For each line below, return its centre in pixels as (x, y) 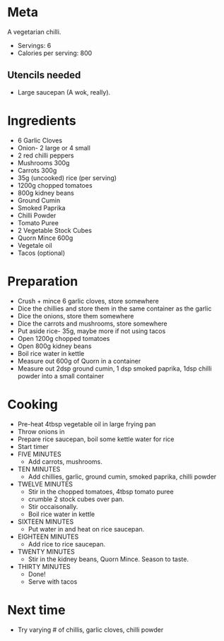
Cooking (33, 404)
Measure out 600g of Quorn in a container (79, 361)
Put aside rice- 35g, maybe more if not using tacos (92, 331)
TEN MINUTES (39, 469)
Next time (36, 610)
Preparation (43, 281)
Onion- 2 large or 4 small (54, 148)
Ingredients (42, 120)
